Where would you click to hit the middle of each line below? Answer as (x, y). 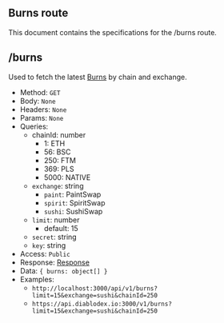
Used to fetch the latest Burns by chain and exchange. (98, 77)
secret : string (54, 237)
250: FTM (60, 160)
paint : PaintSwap (72, 194)
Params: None (42, 118)
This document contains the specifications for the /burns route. (113, 32)
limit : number (56, 220)
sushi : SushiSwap (73, 211)
